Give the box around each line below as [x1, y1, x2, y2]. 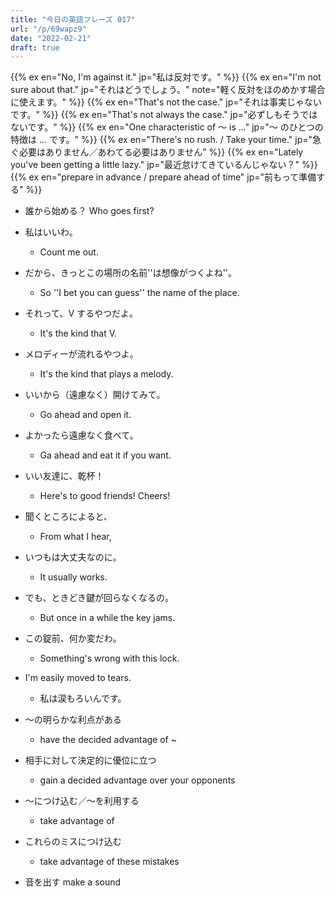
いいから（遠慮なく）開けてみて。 [24, 389, 166, 401]
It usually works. [39, 571, 108, 583]
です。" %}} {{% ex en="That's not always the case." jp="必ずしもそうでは [10, 109, 318, 121]
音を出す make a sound [24, 876, 122, 888]
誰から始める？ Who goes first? [24, 205, 155, 217]
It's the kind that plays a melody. [39, 368, 174, 380]
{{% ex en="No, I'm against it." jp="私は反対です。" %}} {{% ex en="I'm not [10, 71, 322, 83]
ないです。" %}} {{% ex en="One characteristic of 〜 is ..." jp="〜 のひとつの [10, 121, 324, 133]
